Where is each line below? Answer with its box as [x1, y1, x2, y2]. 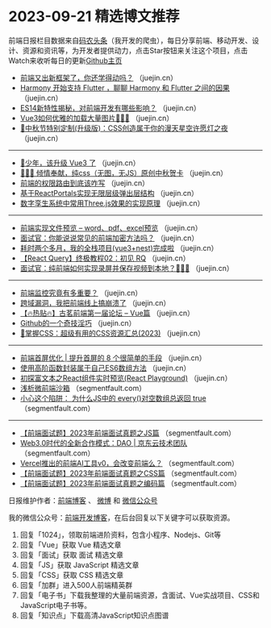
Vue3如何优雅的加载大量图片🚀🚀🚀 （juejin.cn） [19, 113, 174, 123]
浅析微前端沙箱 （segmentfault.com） [19, 383, 147, 393]
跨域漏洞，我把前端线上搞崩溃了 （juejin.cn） [19, 297, 171, 307]
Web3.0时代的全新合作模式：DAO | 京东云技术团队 [19, 438, 188, 447]
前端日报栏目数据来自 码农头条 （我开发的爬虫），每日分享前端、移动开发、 [8, 35, 252, 45]
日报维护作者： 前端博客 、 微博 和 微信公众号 [8, 495, 158, 505]
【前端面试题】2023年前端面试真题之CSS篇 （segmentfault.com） [19, 468, 242, 478]
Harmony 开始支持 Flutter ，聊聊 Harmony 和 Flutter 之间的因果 [19, 82, 230, 93]
